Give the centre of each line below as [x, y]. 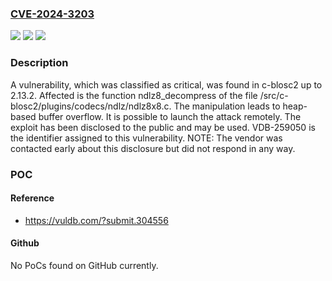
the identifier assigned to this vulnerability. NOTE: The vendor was [146, 138]
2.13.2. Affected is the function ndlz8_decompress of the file [134, 95]
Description [39, 63]
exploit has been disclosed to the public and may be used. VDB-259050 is [163, 127]
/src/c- [274, 95]
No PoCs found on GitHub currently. [84, 265]
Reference [32, 198]
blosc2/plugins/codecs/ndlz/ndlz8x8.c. [91, 106]
